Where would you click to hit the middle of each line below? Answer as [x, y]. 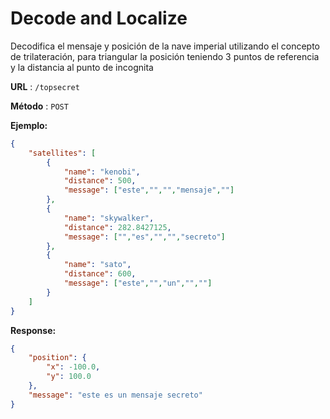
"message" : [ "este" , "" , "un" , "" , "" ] [138, 283]
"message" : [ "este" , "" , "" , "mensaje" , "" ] [149, 190]
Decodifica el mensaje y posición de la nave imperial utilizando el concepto [165, 46]
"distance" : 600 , [100, 274]
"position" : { [57, 358]
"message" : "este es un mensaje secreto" [115, 395]
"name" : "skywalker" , [109, 218]
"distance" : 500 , [100, 181]
